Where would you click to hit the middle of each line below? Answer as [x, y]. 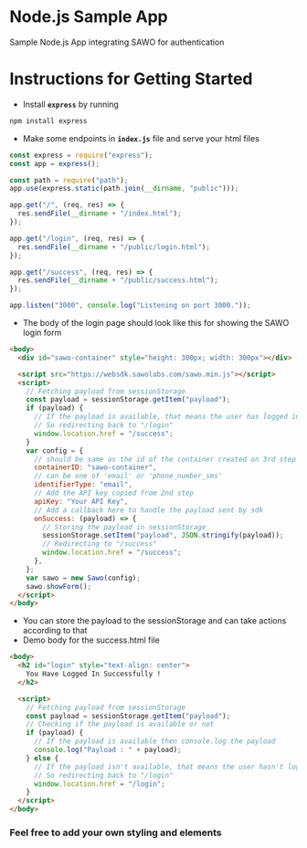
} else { [42, 758]
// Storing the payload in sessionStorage [124, 527]
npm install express [49, 120]
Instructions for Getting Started [131, 79]
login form [42, 332]
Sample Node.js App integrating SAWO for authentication [117, 42]
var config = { [55, 450]
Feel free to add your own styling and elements [116, 832]
